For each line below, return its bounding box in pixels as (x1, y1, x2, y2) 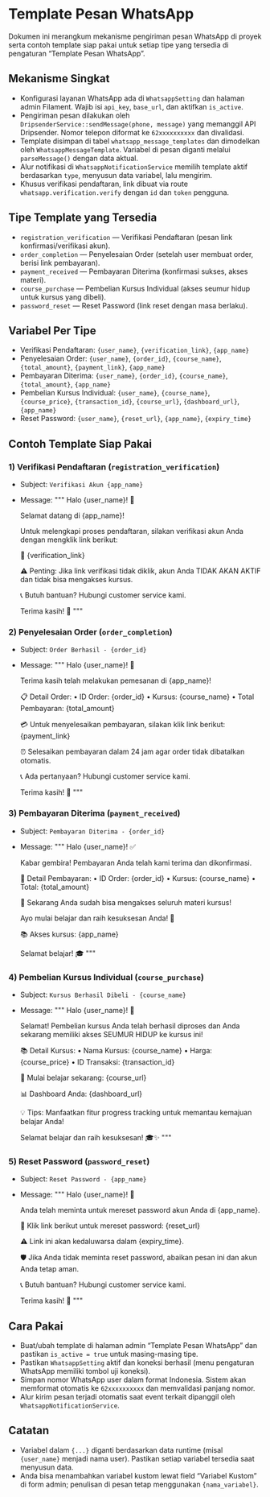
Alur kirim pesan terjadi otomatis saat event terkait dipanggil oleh (19, 1392, 235, 1402)
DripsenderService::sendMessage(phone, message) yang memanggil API (19, 118, 256, 129)
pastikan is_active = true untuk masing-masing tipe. (19, 1350, 198, 1359)
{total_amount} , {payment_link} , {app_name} (19, 362, 166, 372)
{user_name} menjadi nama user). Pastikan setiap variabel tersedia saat (19, 1454, 255, 1463)
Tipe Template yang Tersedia (8, 211, 157, 225)
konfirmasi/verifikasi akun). (19, 241, 111, 250)
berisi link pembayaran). (19, 258, 100, 267)
